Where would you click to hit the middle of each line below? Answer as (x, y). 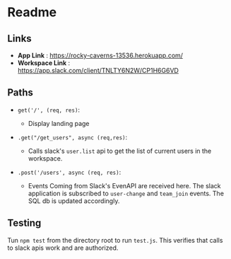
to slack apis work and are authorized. (63, 248)
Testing (24, 223)
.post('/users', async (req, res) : (69, 172)
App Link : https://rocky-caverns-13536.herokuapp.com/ (100, 55)
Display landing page (59, 123)
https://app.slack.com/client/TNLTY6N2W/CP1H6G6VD (98, 70)
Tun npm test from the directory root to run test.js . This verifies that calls (115, 240)
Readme (32, 12)
